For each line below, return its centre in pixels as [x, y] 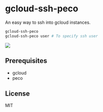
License [17, 93]
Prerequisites [26, 61]
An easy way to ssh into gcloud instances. [48, 22]
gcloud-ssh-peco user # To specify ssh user [51, 36]
